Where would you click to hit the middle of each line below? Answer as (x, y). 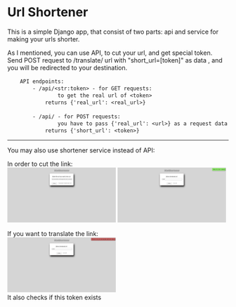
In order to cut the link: (40, 164)
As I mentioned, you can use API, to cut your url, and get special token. (110, 53)
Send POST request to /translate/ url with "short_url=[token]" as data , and (115, 60)
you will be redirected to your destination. (67, 67)
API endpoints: (42, 81)
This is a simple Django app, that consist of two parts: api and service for (113, 32)
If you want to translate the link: (53, 233)
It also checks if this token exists (54, 297)
